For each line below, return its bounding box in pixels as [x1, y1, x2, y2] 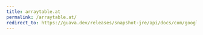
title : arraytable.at [6, 8, 61, 15]
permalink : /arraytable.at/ [6, 14, 77, 20]
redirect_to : [6, 20, 39, 26]
